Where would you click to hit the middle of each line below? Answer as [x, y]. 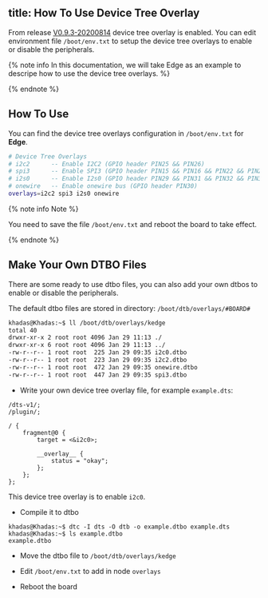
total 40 [23, 330]
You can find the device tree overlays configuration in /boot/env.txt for [126, 133]
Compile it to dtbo [49, 512]
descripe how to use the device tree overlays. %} [89, 73]
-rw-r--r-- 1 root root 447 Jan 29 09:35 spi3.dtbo [98, 375]
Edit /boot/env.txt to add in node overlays [90, 571]
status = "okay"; [80, 460]
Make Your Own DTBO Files [78, 265]
